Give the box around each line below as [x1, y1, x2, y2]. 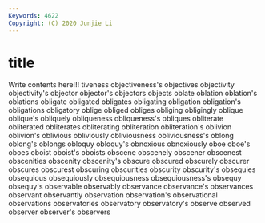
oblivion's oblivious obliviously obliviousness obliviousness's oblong [8, 131, 235, 141]
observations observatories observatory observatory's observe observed [8, 199, 251, 209]
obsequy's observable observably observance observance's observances [8, 181, 254, 192]
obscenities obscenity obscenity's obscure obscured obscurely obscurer [8, 157, 250, 166]
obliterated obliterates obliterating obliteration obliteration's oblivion [8, 122, 232, 132]
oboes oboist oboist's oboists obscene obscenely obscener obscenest [8, 148, 242, 157]
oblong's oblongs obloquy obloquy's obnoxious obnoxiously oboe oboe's [8, 139, 251, 149]
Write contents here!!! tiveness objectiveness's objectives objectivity [8, 80, 235, 90]
